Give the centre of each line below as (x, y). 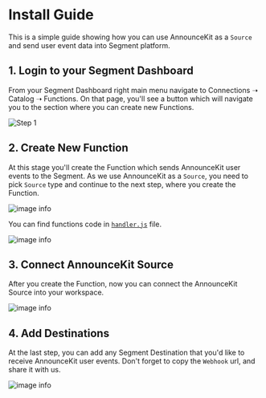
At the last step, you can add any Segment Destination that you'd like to (127, 353)
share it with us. (35, 370)
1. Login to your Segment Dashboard (101, 71)
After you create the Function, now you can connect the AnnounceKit (123, 284)
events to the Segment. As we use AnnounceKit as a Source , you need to (129, 176)
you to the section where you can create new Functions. (101, 107)
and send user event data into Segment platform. (89, 45)
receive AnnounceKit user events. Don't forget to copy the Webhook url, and (132, 361)
